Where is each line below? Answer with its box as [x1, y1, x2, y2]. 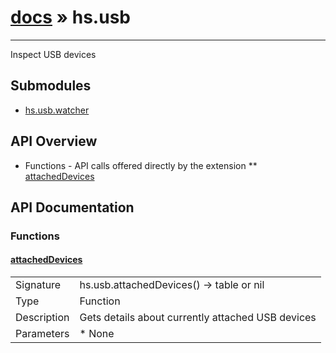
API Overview [10, 133, 98, 150]
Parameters [15, 327, 70, 341]
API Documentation [10, 199, 135, 216]
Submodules [10, 77, 92, 95]
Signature [15, 278, 62, 292]
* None [79, 327, 115, 341]
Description [15, 311, 70, 325]
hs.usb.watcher [24, 104, 90, 116]
